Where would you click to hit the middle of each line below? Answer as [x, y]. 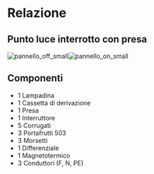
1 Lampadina [36, 95]
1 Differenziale [38, 148]
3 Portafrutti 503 [42, 133]
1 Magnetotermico [44, 155]
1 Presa [28, 110]
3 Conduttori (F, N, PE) [51, 163]
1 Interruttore [36, 117]
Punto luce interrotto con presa [77, 39]
